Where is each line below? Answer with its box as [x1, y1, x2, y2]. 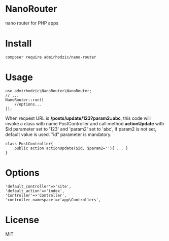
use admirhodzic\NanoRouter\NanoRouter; [5, 88, 92, 93]
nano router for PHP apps [5, 20, 59, 26]
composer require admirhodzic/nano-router [5, 55, 96, 60]
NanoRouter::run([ [5, 97, 44, 102]
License [5, 214, 40, 226]
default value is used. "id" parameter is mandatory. [5, 131, 112, 138]
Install [5, 38, 32, 49]
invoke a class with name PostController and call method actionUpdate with [5, 120, 164, 126]
